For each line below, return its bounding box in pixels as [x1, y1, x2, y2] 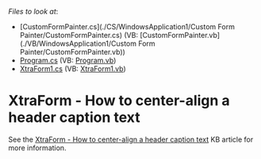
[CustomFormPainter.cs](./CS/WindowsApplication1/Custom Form [19, 22, 236, 31]
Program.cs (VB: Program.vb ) [19, 55, 117, 65]
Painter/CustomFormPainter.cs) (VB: [19, 31, 139, 40]
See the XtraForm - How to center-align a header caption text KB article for [8, 134, 254, 144]
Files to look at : [8, 7, 59, 16]
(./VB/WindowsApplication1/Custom [19, 39, 137, 48]
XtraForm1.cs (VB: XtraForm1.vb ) [19, 64, 127, 74]
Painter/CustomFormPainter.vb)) [19, 47, 125, 56]
